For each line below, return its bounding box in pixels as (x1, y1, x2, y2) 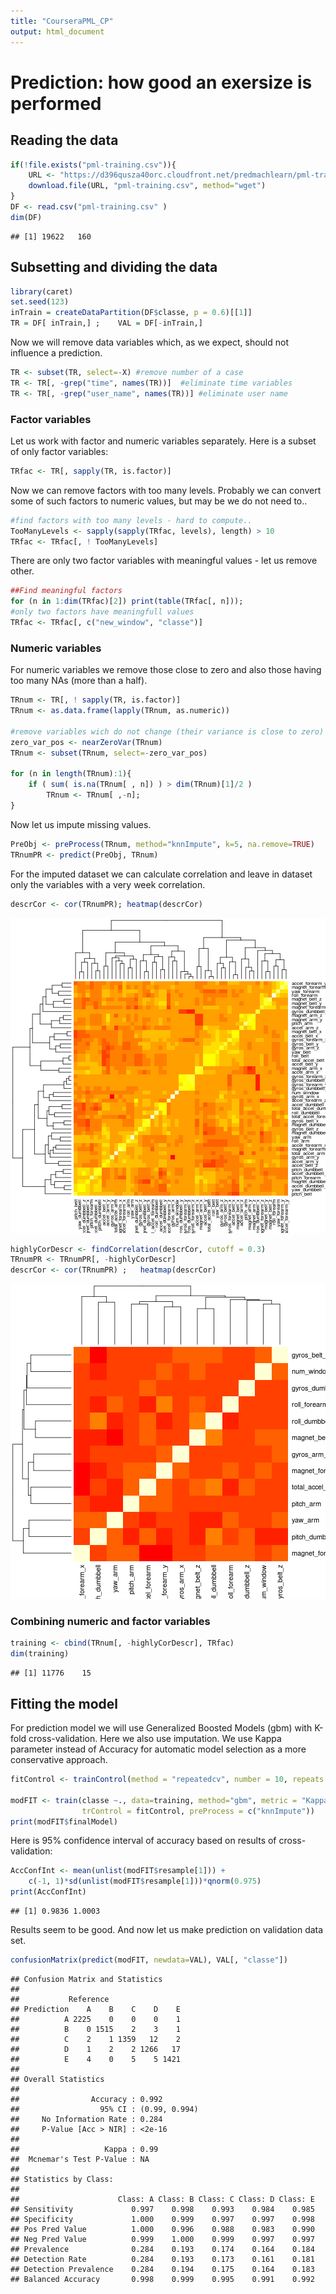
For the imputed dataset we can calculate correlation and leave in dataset (10, 868, 313, 880)
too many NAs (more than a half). (10, 675, 148, 687)
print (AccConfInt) (10, 1887, 87, 1897)
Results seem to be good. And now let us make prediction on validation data (10, 1924, 324, 1936)
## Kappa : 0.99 (10, 2144, 159, 2154)
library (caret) (10, 286, 74, 297)
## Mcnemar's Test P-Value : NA (10, 2154, 150, 2164)
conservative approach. (10, 1754, 108, 1766)
